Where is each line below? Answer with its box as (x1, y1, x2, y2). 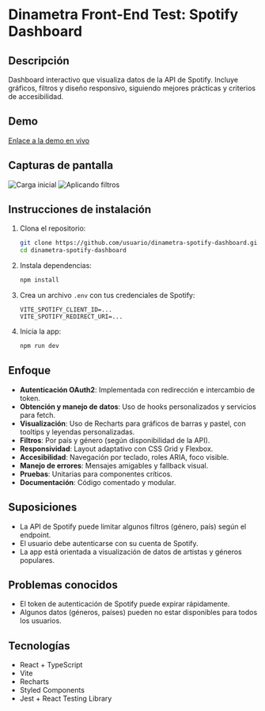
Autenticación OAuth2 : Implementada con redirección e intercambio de (19, 384, 256, 394)
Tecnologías (8, 639, 70, 652)
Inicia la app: (19, 327, 62, 336)
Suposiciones (8, 501, 78, 514)
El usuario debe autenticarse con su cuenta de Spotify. (19, 538, 199, 548)
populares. (19, 555, 55, 564)
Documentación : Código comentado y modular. (19, 477, 176, 487)
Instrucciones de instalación (8, 203, 152, 216)
